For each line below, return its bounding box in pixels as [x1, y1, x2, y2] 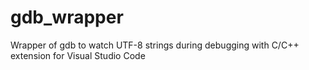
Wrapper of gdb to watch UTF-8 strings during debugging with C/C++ [10, 39, 300, 51]
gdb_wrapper [10, 6, 124, 29]
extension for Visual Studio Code [10, 49, 146, 61]
